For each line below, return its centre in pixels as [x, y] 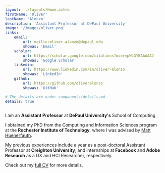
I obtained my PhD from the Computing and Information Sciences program [81, 125]
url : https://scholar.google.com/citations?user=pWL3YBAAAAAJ [88, 56]
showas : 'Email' [40, 46]
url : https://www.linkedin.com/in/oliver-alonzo [74, 70]
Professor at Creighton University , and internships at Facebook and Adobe [82, 150]
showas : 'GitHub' [41, 88]
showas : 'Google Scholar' [50, 60]
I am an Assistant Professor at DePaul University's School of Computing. [81, 115]
